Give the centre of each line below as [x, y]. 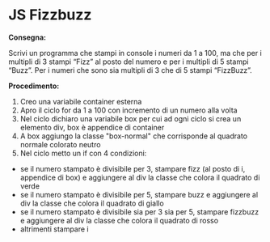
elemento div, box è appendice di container [92, 127]
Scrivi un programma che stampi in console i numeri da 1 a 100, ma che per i [135, 53]
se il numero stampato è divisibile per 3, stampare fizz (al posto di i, [133, 168]
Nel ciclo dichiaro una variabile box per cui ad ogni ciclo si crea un [131, 118]
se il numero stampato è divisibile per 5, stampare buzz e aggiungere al [139, 194]
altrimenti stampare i [54, 229]
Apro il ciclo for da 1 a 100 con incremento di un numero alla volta [129, 110]
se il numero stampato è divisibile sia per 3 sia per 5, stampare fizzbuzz [139, 211]
